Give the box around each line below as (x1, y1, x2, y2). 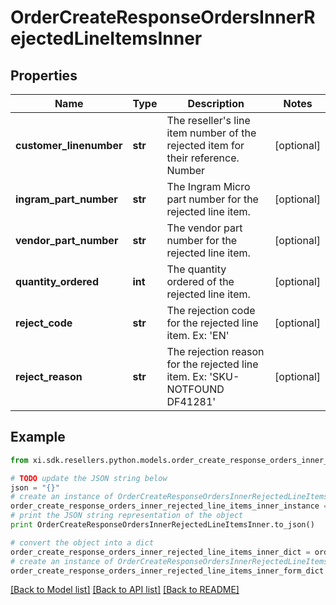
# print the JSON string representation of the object (10, 511, 244, 521)
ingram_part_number (15, 192, 118, 206)
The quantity (166, 262, 227, 276)
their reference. (166, 151, 240, 165)
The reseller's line (166, 114, 251, 127)
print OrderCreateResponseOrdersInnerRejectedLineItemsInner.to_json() (10, 520, 315, 530)
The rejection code (166, 304, 256, 317)
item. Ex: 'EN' (166, 329, 230, 342)
